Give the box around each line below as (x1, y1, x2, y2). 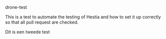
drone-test (5, 4, 27, 10)
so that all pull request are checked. (5, 19, 79, 25)
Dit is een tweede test (5, 29, 50, 34)
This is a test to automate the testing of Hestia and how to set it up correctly (5, 14, 161, 19)
